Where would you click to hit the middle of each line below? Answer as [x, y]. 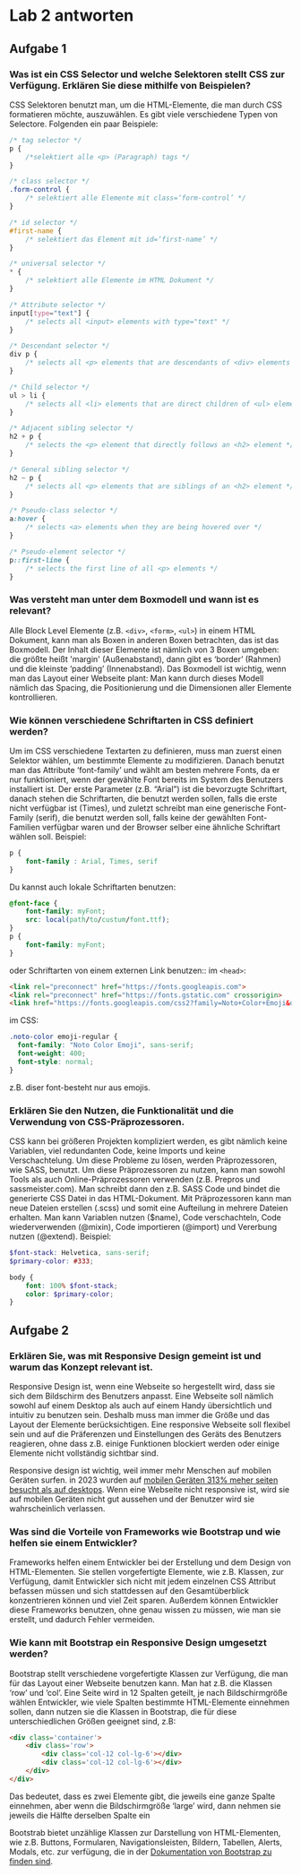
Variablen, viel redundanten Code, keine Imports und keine [117, 1151]
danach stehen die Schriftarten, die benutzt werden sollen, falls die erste [143, 798]
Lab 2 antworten [72, 16]
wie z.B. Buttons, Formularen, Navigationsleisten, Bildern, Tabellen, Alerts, [146, 1842]
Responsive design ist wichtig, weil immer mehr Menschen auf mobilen [140, 1470]
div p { [24, 355]
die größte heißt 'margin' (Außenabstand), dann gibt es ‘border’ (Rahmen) [146, 658]
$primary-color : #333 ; [52, 1261]
